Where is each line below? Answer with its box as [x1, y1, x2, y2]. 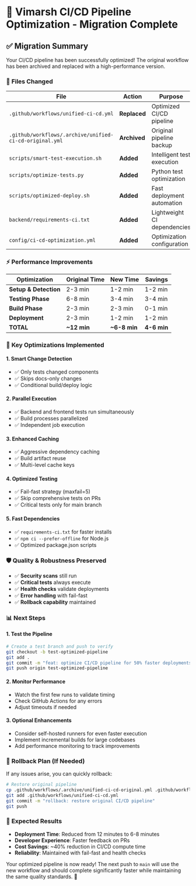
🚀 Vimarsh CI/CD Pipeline [6, 5, 131, 19]
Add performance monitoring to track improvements [14, 742, 140, 749]
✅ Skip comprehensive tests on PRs [14, 495, 101, 502]
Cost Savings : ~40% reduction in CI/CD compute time [14, 843, 146, 850]
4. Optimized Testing [6, 475, 58, 482]
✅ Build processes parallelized [14, 415, 89, 422]
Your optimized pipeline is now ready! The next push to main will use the [6, 860, 179, 867]
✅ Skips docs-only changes [14, 375, 82, 382]
